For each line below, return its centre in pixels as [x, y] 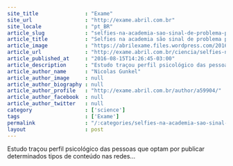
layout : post [55, 129]
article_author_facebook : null [55, 98]
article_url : [48, 53]
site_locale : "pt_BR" [60, 26]
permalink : [48, 123]
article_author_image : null [55, 78]
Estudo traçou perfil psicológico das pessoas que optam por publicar [106, 149]
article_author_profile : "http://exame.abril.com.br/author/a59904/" [114, 91]
